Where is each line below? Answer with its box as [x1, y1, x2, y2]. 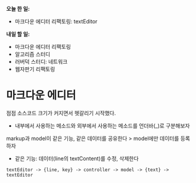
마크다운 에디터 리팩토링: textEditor [14, 18, 98, 25]
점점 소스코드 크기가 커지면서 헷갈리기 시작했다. [6, 109, 116, 116]
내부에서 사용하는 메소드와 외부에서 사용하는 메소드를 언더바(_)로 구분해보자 [14, 122, 190, 129]
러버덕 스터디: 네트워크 [14, 58, 68, 65]
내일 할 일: [6, 30, 30, 38]
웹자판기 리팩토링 [14, 66, 55, 73]
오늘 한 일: [6, 5, 30, 12]
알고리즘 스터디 [14, 51, 51, 58]
